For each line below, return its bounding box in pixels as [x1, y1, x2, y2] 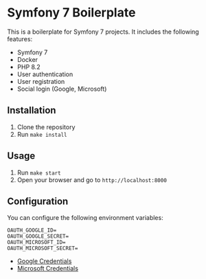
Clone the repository [16, 122, 76, 131]
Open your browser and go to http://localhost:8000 [16, 175, 167, 183]
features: [7, 34, 33, 43]
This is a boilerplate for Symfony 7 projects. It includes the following [7, 27, 199, 36]
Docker [16, 55, 38, 63]
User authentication [16, 70, 73, 78]
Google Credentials [16, 257, 72, 265]
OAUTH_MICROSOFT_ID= [7, 239, 67, 246]
